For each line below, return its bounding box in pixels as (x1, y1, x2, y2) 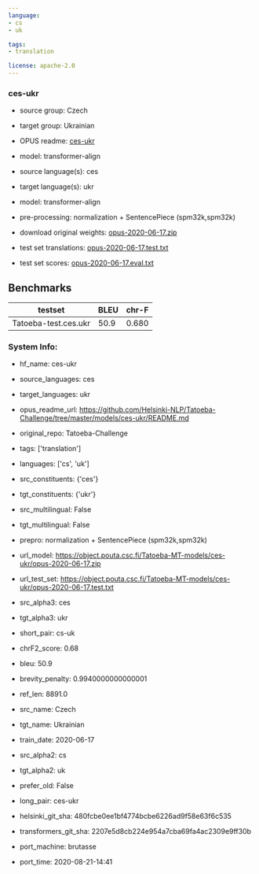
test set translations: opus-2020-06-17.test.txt (19, 243, 169, 253)
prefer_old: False (19, 781, 75, 791)
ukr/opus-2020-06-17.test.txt (19, 583, 114, 592)
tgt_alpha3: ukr (19, 613, 68, 623)
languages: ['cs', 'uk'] (19, 459, 90, 468)
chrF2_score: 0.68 (19, 643, 79, 654)
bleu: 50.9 (19, 659, 53, 668)
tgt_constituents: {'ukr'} (19, 490, 97, 499)
